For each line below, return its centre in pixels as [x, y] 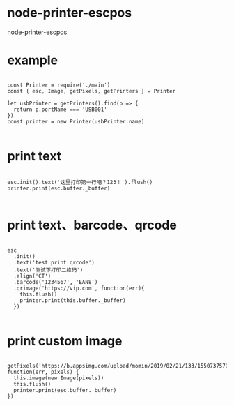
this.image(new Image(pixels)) [59, 378]
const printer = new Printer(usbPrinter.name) [76, 121]
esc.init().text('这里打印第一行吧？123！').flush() [80, 182]
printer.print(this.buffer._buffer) [73, 300]
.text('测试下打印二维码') [48, 270]
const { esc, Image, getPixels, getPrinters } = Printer [92, 91]
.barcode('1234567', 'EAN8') [56, 282]
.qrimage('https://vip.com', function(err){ [79, 288]
